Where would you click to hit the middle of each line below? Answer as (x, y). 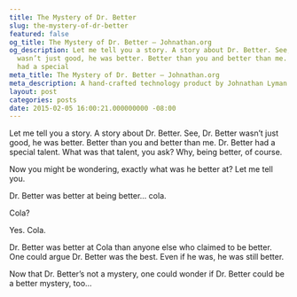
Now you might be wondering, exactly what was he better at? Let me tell (141, 169)
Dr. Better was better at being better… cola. (88, 196)
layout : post (33, 91)
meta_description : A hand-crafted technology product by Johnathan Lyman (148, 83)
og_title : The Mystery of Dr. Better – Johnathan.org (111, 42)
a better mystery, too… (51, 284)
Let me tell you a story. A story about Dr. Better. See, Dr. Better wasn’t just (144, 133)
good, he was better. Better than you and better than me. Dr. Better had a (142, 143)
